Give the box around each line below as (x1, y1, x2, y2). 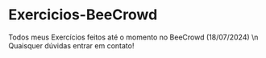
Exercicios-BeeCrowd (8, 6, 158, 24)
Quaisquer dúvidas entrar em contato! (8, 40, 135, 50)
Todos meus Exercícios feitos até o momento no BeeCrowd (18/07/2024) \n (8, 32, 259, 42)
